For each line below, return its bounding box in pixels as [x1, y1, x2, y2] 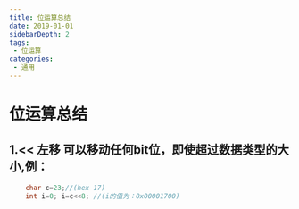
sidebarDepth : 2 [9, 29, 70, 38]
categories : [9, 54, 54, 63]
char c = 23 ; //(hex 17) [25, 183, 105, 192]
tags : [9, 38, 29, 47]
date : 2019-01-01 [9, 21, 74, 30]
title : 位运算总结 [9, 13, 71, 22]
